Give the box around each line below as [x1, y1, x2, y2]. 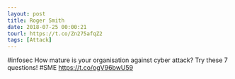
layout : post [7, 10, 46, 18]
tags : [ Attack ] [7, 37, 52, 44]
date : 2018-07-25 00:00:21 [7, 23, 87, 30]
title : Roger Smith [7, 17, 65, 24]
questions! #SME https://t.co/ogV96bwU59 [7, 63, 134, 72]
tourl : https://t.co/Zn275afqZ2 [7, 30, 103, 37]
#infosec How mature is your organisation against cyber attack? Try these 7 [7, 56, 228, 64]
